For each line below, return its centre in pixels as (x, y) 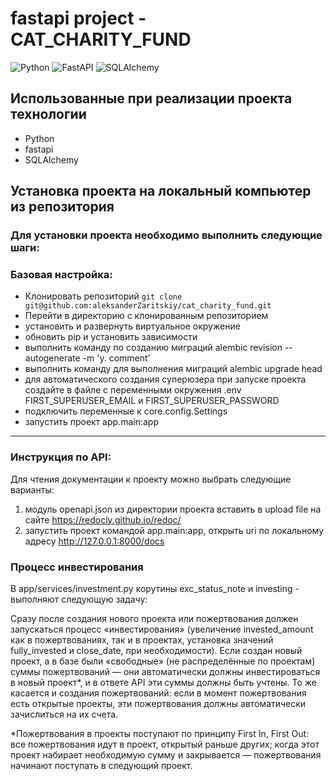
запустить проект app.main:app (91, 422)
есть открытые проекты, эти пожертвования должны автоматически (158, 703)
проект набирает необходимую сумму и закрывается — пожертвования (166, 754)
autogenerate (52, 358)
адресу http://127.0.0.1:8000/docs (94, 541)
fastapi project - (78, 18)
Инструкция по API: (61, 457)
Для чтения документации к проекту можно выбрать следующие (151, 479)
